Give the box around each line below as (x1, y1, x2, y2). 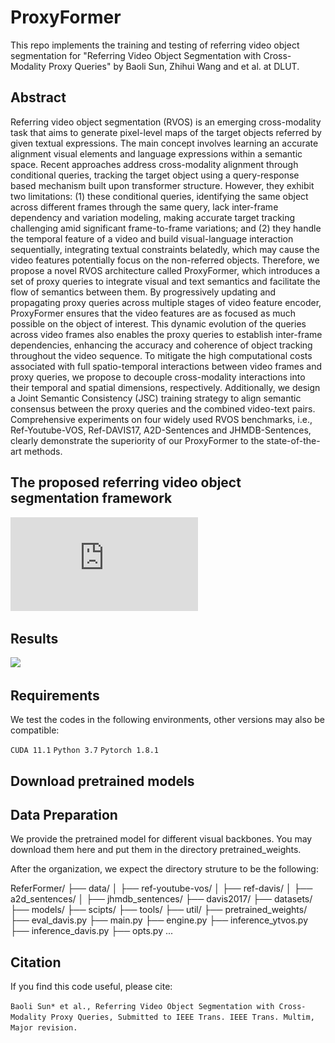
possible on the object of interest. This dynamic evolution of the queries (10, 317, 307, 330)
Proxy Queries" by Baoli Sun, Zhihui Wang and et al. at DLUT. (48, 60, 300, 72)
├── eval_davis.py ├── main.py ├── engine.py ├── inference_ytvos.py (10, 914, 309, 926)
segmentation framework (10, 490, 173, 507)
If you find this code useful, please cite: (10, 981, 173, 993)
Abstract (10, 89, 67, 106)
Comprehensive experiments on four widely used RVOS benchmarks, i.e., (10, 413, 313, 425)
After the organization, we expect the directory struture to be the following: (10, 863, 319, 875)
